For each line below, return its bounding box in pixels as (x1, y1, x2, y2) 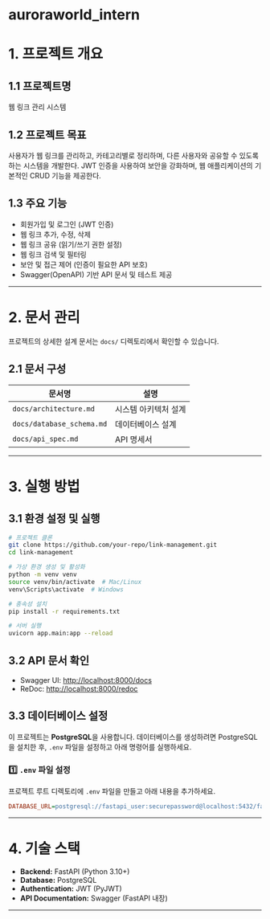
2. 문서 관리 (8, 308, 80, 326)
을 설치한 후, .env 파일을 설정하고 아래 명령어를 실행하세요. (8, 741, 192, 752)
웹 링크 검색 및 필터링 (19, 249, 87, 259)
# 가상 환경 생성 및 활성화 (8, 563, 86, 571)
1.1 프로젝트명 (8, 79, 72, 93)
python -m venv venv (8, 570, 78, 579)
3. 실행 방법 (8, 477, 80, 496)
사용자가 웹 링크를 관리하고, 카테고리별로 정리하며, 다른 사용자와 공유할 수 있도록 (8, 151, 260, 160)
